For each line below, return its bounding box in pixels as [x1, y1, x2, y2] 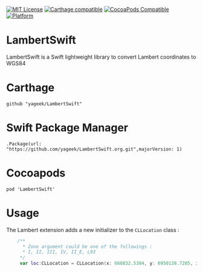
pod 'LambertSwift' [6, 186, 56, 192]
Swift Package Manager [6, 121, 129, 135]
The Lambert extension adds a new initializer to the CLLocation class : [6, 226, 179, 233]
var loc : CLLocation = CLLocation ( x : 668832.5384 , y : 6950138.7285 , [19, 261, 193, 267]
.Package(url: [6, 141, 42, 147]
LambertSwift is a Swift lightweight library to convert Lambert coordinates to [6, 53, 196, 60]
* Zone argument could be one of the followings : [22, 244, 153, 250]
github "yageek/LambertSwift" [6, 100, 83, 107]
